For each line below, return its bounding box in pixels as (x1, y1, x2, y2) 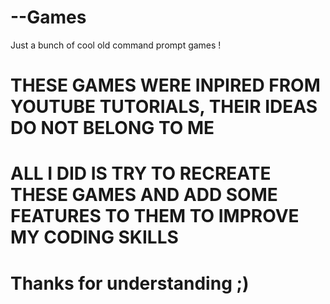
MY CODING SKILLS (10, 226, 179, 249)
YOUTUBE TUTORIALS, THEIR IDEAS (10, 96, 318, 118)
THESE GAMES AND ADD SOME (10, 184, 278, 206)
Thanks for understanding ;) (10, 272, 250, 295)
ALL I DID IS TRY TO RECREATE (10, 162, 272, 185)
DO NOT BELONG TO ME (10, 117, 215, 140)
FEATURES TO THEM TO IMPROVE (10, 205, 300, 228)
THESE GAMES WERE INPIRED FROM (10, 74, 321, 97)
